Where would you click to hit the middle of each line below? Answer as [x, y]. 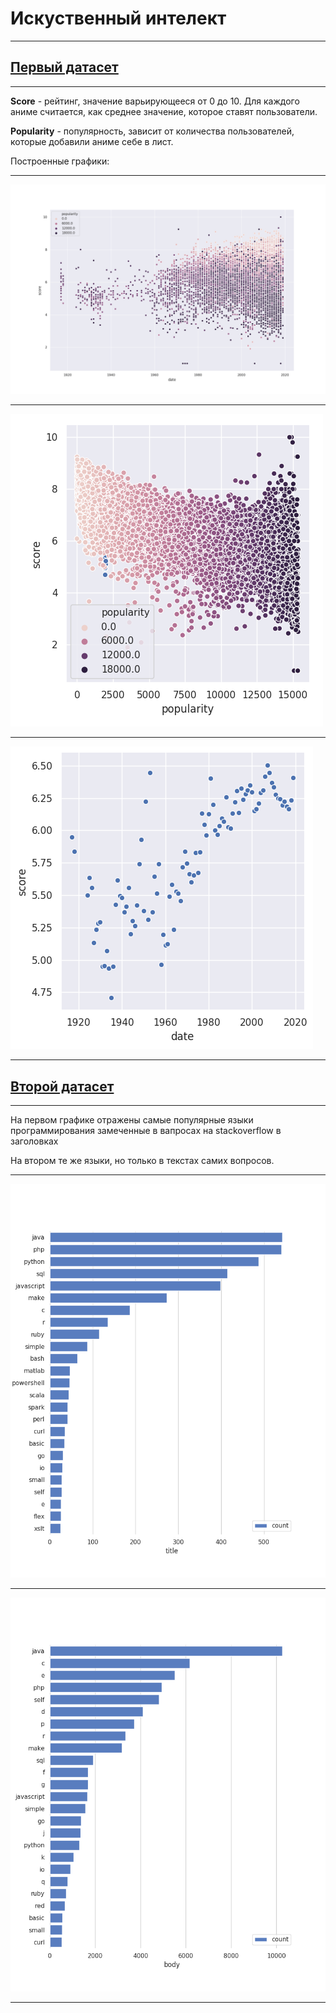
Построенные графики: [60, 161]
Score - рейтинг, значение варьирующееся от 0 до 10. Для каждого [155, 101]
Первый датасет [64, 67]
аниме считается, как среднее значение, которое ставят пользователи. [164, 111]
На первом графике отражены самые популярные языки [132, 1120]
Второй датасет [62, 1086]
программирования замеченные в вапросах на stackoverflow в [146, 1131]
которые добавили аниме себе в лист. [92, 141]
